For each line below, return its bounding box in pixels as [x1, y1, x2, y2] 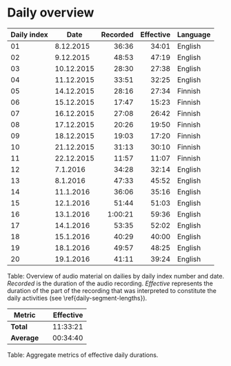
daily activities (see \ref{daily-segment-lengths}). [7, 294, 148, 302]
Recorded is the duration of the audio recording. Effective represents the [7, 279, 214, 287]
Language [177, 30, 211, 39]
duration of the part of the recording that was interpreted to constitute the [7, 286, 217, 294]
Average [10, 333, 39, 343]
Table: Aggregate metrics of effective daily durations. [7, 350, 159, 359]
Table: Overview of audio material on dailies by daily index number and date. [7, 272, 225, 280]
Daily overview [7, 5, 94, 21]
